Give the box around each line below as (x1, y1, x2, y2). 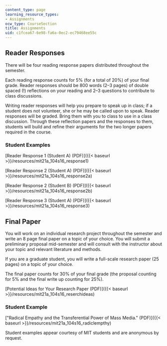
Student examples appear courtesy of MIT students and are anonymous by (5, 330, 160, 336)
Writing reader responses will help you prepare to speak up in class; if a (5, 103, 153, 109)
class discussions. (5, 93, 43, 99)
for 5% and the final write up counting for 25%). (5, 276, 104, 282)
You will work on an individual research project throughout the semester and (5, 230, 162, 236)
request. (5, 335, 22, 341)
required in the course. (5, 129, 52, 135)
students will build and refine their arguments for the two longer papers (5, 123, 152, 129)
